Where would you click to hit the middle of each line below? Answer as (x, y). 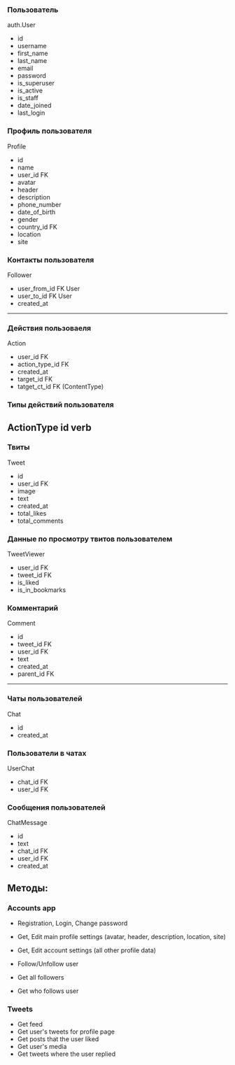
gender (28, 219)
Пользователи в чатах (47, 753)
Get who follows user (48, 991)
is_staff (28, 98)
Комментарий (33, 608)
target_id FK (35, 379)
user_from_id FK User (49, 288)
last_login (31, 113)
